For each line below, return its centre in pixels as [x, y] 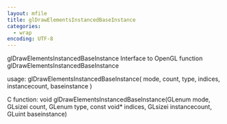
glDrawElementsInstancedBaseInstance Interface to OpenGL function [105, 58]
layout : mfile [27, 13]
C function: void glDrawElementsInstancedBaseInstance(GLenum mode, [109, 99]
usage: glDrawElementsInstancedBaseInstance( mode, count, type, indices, [113, 79]
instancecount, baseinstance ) [50, 86]
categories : [24, 26]
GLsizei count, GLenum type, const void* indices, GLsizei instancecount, [109, 107]
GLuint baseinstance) [37, 114]
